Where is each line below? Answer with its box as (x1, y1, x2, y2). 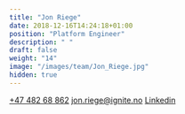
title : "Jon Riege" (9, 12, 82, 22)
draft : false (9, 46, 58, 55)
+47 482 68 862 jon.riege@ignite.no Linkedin (9, 95, 176, 105)
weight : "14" (9, 54, 58, 63)
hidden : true (9, 71, 58, 80)
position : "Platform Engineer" (9, 29, 125, 38)
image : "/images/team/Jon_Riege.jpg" (9, 63, 149, 72)
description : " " (9, 37, 74, 47)
